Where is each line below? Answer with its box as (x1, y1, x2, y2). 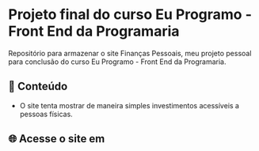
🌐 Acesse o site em (8, 132, 105, 145)
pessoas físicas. (19, 109, 73, 119)
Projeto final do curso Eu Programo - (8, 6, 252, 24)
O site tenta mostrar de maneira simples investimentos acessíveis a (19, 100, 240, 110)
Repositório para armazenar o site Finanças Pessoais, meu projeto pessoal (8, 48, 252, 58)
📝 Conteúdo (8, 80, 68, 93)
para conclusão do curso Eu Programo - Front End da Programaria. (8, 57, 227, 66)
